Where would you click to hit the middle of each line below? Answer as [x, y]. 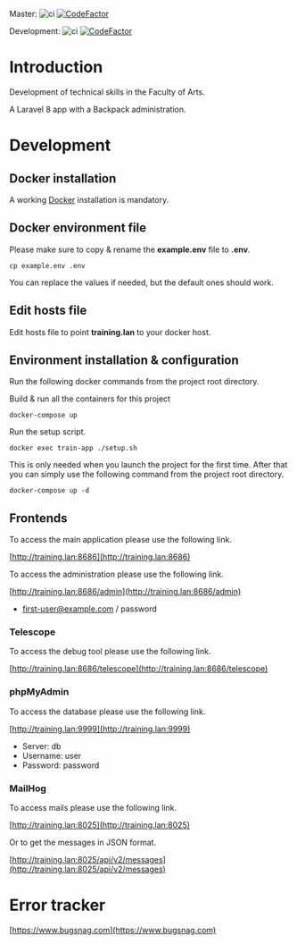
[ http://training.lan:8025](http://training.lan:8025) [99, 825]
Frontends [38, 518]
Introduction [56, 67]
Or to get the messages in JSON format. [83, 843]
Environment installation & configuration [124, 360]
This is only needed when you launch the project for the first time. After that [148, 465]
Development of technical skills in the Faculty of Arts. [107, 92]
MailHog [28, 788]
